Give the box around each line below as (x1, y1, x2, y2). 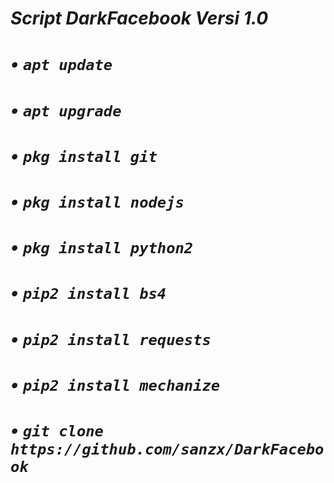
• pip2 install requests (10, 327, 212, 350)
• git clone (10, 418, 104, 441)
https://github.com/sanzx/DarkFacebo (10, 440, 325, 459)
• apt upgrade (10, 98, 122, 121)
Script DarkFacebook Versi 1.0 (10, 7, 269, 30)
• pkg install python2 (10, 236, 194, 259)
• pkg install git (10, 144, 158, 167)
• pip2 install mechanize (10, 373, 221, 396)
